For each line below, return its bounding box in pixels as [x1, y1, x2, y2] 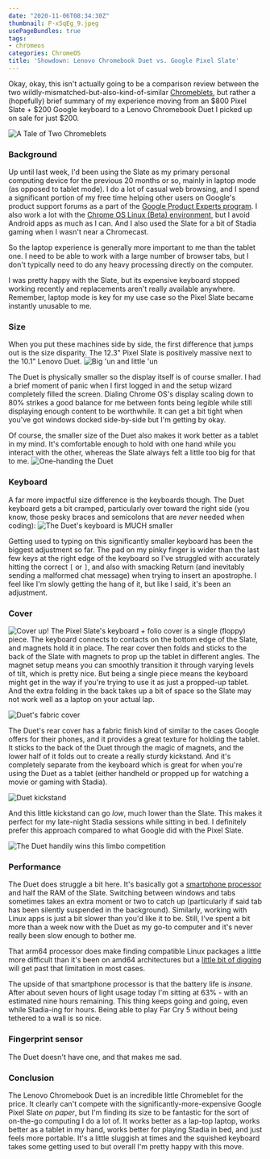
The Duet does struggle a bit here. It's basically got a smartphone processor [8, 879, 262, 889]
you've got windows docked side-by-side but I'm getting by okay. [8, 415, 226, 425]
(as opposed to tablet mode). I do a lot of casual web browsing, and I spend [8, 185, 260, 194]
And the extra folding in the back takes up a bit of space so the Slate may [8, 686, 252, 696]
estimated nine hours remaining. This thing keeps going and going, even [8, 996, 248, 1006]
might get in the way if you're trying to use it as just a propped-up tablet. [8, 678, 250, 688]
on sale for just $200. [8, 113, 80, 123]
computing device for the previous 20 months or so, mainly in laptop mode [8, 176, 256, 185]
